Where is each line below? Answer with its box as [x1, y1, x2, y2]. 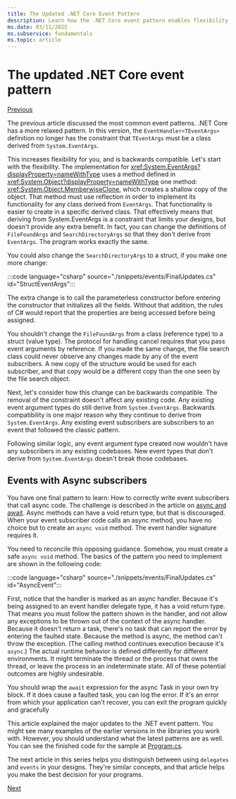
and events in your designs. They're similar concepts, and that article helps [7, 762, 225, 771]
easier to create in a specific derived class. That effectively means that [7, 207, 213, 216]
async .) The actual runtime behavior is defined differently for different [7, 647, 209, 655]
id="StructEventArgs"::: [7, 280, 75, 288]
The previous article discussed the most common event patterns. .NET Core [7, 119, 228, 128]
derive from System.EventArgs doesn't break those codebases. [7, 454, 189, 463]
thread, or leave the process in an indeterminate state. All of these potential [7, 661, 226, 670]
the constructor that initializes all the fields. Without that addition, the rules [7, 301, 223, 310]
